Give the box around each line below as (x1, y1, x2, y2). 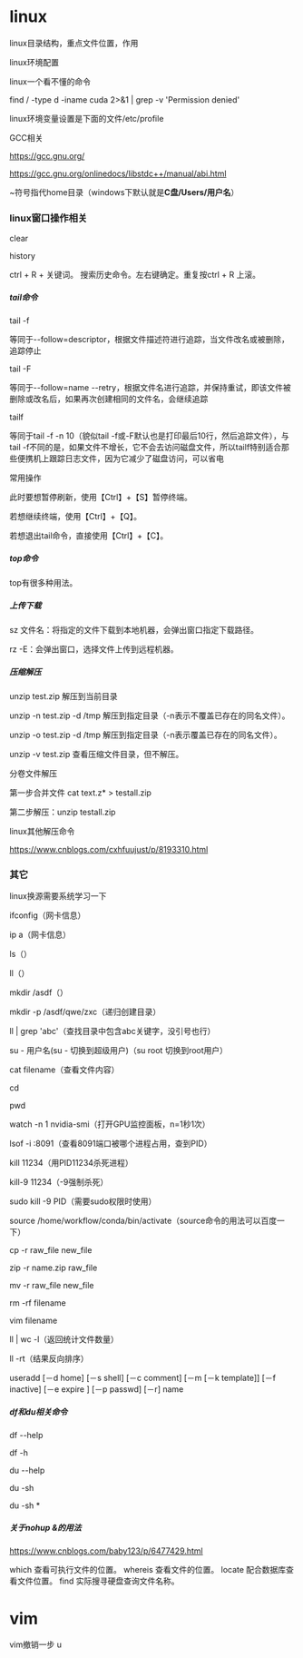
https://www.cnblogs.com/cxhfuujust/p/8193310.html (9, 844, 209, 855)
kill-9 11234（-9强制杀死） (9, 1177, 109, 1188)
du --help (9, 1465, 45, 1476)
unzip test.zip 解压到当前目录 (9, 691, 118, 702)
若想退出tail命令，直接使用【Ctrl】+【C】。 (9, 530, 169, 541)
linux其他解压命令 (9, 826, 75, 837)
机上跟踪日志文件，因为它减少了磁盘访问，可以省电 (33, 453, 224, 464)
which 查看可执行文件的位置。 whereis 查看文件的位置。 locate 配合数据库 (9, 1564, 287, 1575)
